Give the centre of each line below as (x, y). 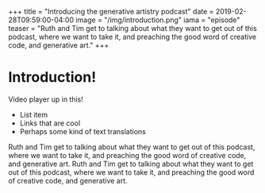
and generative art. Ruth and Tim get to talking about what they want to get (131, 164)
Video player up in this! (46, 99)
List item (34, 114)
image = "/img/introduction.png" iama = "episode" (157, 20)
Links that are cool (50, 123)
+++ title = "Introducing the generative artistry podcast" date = (111, 12)
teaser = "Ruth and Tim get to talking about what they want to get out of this (133, 28)
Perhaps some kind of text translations (83, 131)
